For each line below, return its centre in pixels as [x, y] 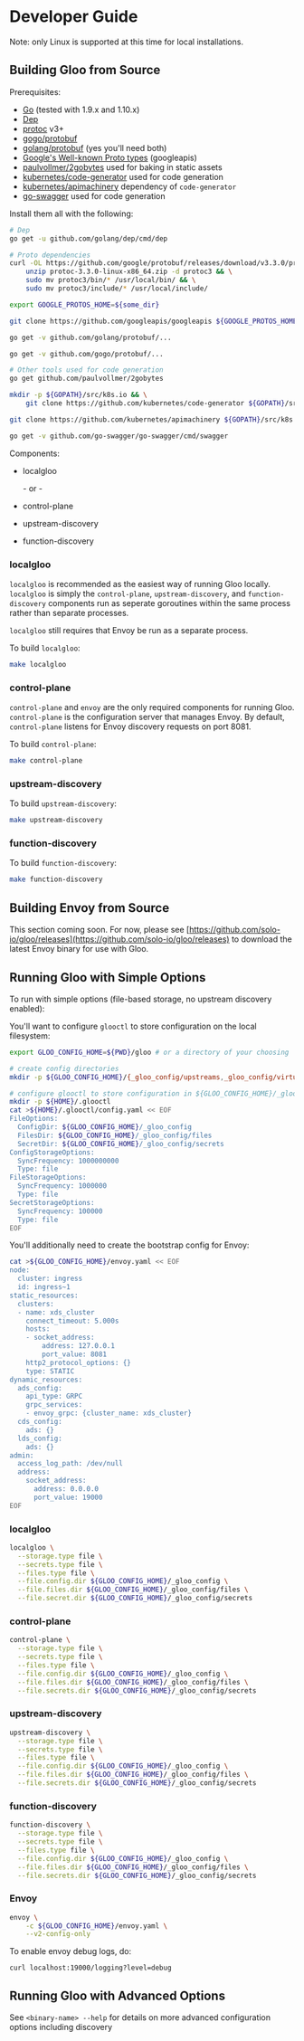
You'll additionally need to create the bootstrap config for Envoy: [129, 1245]
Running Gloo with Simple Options [108, 978]
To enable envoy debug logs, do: [71, 1951]
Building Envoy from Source [90, 908]
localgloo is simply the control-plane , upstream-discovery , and [128, 593]
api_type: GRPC [54, 1396]
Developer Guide [74, 17]
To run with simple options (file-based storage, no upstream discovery [141, 999]
